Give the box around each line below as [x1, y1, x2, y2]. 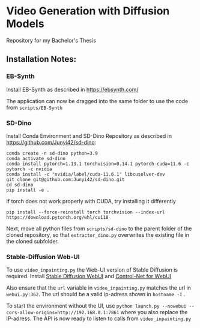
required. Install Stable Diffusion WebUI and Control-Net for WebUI [6, 273, 172, 280]
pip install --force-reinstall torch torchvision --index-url [6, 209, 165, 215]
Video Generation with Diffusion [6, 4, 170, 18]
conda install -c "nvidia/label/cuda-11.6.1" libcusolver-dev [6, 171, 165, 177]
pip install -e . [6, 187, 50, 193]
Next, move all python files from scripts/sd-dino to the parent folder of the [6, 225, 192, 232]
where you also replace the [120, 309, 188, 316]
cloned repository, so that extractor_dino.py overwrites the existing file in [6, 231, 189, 238]
